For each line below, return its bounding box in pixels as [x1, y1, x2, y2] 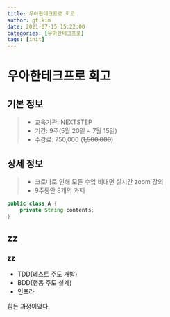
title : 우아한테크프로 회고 [7, 10, 75, 17]
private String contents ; [19, 206, 95, 213]
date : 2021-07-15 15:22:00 [7, 23, 85, 30]
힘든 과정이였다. [7, 302, 51, 311]
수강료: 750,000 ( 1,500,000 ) [34, 135, 114, 144]
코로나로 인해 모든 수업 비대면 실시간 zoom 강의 [34, 177, 164, 185]
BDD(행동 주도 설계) [17, 279, 72, 287]
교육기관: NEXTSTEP [34, 118, 92, 126]
